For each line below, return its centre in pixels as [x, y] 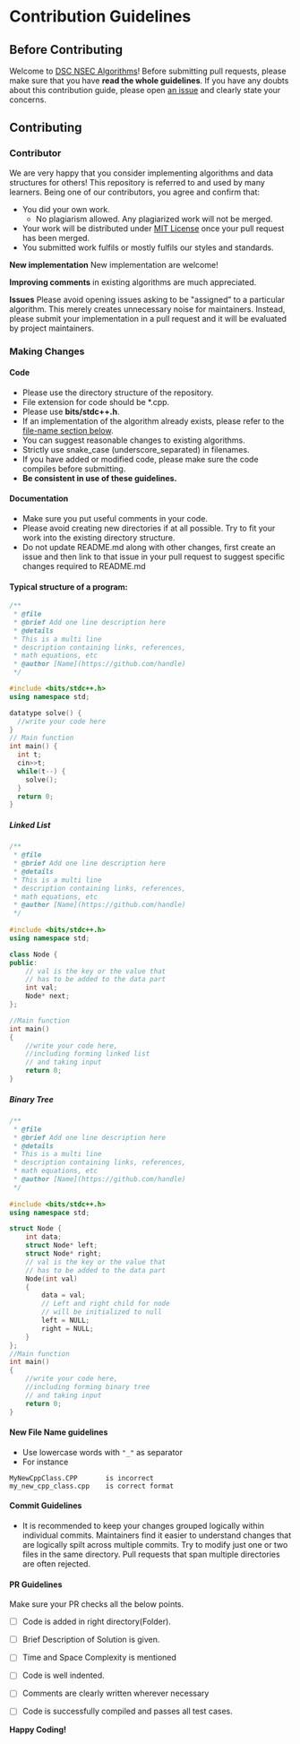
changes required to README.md [84, 566]
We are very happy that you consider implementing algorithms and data [141, 173]
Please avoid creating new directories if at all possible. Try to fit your [149, 528]
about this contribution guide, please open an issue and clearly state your [145, 90]
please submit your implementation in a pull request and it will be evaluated [148, 318]
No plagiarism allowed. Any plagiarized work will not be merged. [154, 219]
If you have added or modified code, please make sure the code [140, 459]
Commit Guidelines [46, 1506]
